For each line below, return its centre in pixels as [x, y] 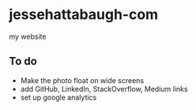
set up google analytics [58, 97]
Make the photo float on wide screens [82, 80]
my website [28, 36]
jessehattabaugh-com [84, 15]
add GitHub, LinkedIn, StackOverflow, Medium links [104, 89]
